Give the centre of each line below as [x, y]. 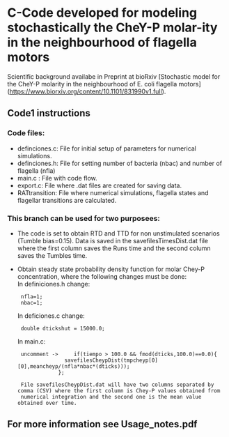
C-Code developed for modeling [102, 13]
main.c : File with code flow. [57, 178]
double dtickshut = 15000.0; [63, 328]
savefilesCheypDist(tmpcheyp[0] [111, 360]
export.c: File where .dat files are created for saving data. [100, 185]
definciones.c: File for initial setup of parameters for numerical [107, 148]
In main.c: [31, 341]
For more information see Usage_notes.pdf [102, 424]
